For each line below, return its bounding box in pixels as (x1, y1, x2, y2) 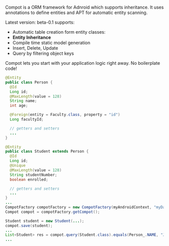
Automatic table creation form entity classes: (12, 29, 106, 35)
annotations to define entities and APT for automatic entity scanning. (5, 10, 148, 16)
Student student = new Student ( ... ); (5, 218, 84, 223)
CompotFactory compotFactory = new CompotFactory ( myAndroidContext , (5, 205, 152, 210)
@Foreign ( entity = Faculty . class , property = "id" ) (10, 112, 121, 117)
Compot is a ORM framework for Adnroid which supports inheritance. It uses (5, 5, 164, 10)
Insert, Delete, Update (12, 45, 58, 51)
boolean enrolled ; (10, 177, 49, 182)
